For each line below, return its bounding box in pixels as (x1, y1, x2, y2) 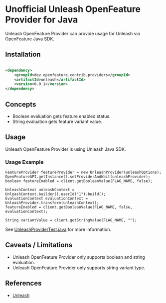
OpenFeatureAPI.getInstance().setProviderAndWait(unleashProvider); (5, 174, 151, 180)
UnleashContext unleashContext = (5, 188, 75, 193)
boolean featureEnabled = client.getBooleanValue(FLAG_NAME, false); (5, 179, 153, 184)
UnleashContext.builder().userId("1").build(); (5, 192, 106, 197)
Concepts (5, 100, 36, 108)
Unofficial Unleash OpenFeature (5, 3, 141, 15)
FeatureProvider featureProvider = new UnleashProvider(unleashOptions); (5, 170, 162, 175)
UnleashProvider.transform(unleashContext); (5, 201, 99, 205)
